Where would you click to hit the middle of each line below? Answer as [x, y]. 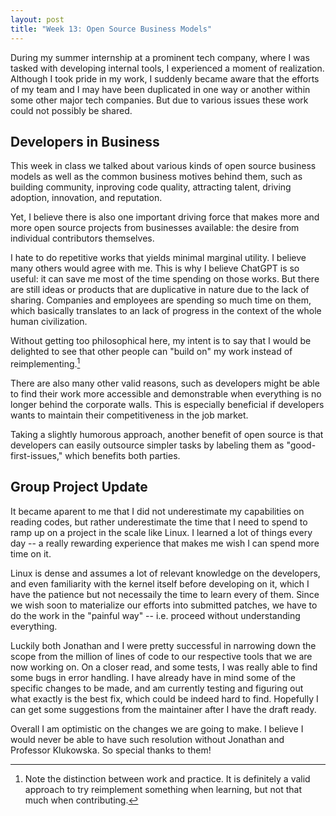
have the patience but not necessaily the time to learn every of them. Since [165, 594]
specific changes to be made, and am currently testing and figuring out [157, 688]
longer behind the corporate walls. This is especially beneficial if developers [167, 404]
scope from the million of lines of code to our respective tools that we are [161, 656]
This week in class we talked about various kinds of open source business [163, 166]
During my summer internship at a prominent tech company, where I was [160, 57]
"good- [301, 445]
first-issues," [36, 455]
